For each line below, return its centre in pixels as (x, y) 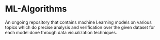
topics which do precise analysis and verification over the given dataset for (80, 27)
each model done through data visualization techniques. (61, 32)
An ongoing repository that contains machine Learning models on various (78, 22)
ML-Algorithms (36, 9)
